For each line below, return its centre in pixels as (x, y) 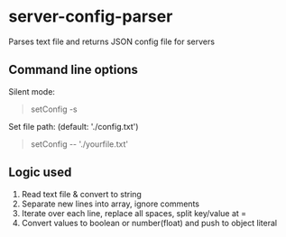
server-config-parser (91, 17)
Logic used (40, 173)
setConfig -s (54, 109)
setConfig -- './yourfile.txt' (79, 144)
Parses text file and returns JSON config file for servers (112, 41)
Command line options (74, 70)
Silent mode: (32, 91)
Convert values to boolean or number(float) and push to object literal (149, 223)
